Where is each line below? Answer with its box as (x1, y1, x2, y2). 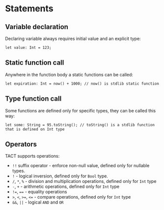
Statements (5, 3, 54, 14)
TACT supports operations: (5, 153, 60, 159)
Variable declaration (5, 23, 69, 31)
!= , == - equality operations (12, 189, 67, 195)
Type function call (5, 95, 62, 103)
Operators (5, 140, 37, 148)
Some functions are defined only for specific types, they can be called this (5, 107, 156, 113)
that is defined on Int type (5, 127, 65, 132)
